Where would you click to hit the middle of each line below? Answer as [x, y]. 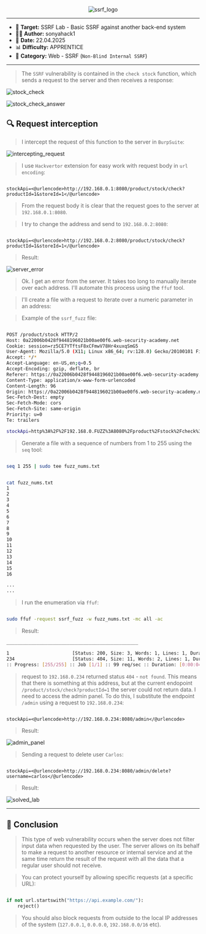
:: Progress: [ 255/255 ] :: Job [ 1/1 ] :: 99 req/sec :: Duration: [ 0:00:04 [104, 664]
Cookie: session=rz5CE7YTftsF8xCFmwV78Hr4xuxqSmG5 [72, 346]
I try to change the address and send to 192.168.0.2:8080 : [95, 224]
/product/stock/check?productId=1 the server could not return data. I [109, 689]
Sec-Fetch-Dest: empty [35, 397]
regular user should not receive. [62, 865]
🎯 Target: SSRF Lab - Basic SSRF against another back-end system [100, 27]
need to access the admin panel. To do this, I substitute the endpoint [108, 696]
